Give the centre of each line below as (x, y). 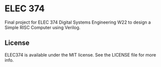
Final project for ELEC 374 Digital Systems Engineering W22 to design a (78, 22)
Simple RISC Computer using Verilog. (43, 27)
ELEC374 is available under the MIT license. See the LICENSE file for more (80, 55)
